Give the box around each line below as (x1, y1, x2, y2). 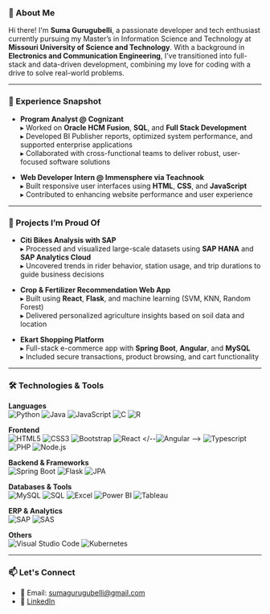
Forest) (19, 301, 44, 312)
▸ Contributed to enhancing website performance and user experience (19, 189, 253, 199)
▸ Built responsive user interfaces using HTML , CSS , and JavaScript (19, 181, 247, 190)
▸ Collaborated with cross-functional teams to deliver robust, (19, 148, 221, 158)
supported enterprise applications (19, 140, 133, 149)
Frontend (8, 425, 40, 435)
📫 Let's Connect (8, 567, 76, 578)
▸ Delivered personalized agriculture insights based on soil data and (19, 310, 245, 320)
